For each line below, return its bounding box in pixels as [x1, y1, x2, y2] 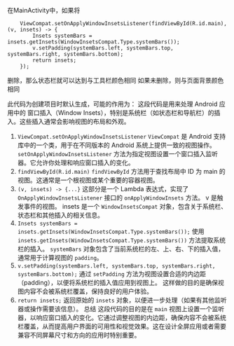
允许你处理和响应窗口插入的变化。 [36, 158, 135, 167]
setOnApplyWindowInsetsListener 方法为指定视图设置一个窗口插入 [17, 150, 206, 158]
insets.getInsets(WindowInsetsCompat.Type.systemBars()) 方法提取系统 [17, 236, 226, 244]
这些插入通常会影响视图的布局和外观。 [19, 118, 130, 125]
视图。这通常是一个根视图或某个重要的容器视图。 [17, 176, 159, 184]
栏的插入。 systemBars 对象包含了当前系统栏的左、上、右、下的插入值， [17, 244, 225, 253]
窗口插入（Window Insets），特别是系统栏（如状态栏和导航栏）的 [27, 109, 214, 117]
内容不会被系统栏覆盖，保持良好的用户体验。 [23, 287, 153, 296]
